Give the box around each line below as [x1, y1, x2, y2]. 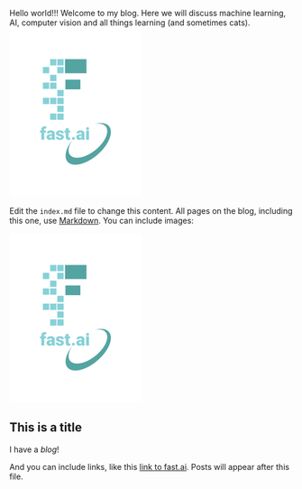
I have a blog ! [9, 444, 60, 455]
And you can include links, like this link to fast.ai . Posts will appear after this [9, 461, 290, 472]
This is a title [9, 420, 83, 436]
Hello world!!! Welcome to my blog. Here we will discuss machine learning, [9, 8, 287, 18]
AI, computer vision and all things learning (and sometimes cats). [9, 17, 251, 28]
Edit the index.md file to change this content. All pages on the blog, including [9, 206, 293, 216]
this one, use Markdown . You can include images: [9, 216, 194, 226]
